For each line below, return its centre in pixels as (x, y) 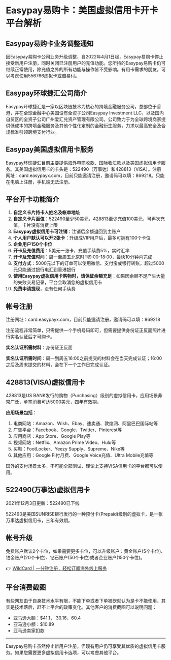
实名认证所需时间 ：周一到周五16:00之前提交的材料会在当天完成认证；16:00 (84, 358)
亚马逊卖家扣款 (29, 631)
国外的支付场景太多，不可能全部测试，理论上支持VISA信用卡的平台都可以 (82, 466)
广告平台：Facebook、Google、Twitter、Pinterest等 (67, 430)
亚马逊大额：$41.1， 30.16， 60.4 (47, 618)
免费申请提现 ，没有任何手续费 (44, 289)
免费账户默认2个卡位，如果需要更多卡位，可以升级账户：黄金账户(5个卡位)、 (86, 551)
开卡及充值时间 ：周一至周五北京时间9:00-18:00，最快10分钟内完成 (83, 257)
